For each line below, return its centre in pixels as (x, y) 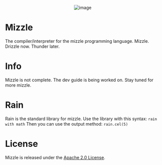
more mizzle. (18, 85)
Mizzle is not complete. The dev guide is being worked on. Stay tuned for (79, 80)
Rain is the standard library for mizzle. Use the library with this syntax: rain (81, 119)
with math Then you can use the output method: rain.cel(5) (66, 124)
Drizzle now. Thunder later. (32, 46)
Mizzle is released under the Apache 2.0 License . (55, 157)
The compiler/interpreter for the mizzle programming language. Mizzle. (77, 41)
